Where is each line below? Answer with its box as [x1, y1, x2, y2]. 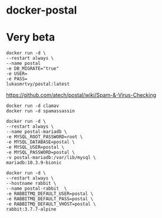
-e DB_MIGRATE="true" [6, 66, 59, 71]
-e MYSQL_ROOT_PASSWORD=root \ [6, 134, 83, 140]
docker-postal [6, 4, 77, 17]
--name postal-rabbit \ [6, 186, 67, 192]
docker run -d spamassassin [6, 108, 75, 114]
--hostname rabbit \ [6, 181, 57, 187]
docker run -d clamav [6, 103, 59, 109]
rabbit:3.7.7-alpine [6, 206, 57, 213]
